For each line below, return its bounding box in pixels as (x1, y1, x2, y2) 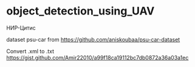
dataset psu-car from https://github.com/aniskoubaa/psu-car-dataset (6, 36, 180, 43)
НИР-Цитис (6, 24, 36, 31)
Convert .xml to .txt (6, 47, 55, 55)
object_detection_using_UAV (6, 4, 155, 18)
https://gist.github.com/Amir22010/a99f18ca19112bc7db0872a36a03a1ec (6, 54, 189, 61)
